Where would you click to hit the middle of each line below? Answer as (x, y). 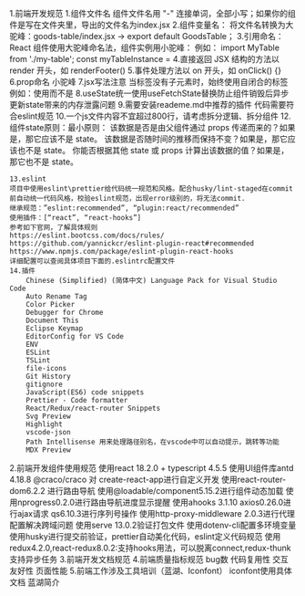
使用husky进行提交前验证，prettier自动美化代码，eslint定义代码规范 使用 (145, 536)
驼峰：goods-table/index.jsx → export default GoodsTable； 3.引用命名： (147, 36)
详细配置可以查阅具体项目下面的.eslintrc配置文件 (92, 261)
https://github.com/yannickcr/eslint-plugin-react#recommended (132, 244)
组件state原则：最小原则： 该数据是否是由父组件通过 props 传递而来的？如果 (152, 127)
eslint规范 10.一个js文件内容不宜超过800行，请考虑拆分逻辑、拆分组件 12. (154, 116)
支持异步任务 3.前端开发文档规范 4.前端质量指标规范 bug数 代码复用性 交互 (149, 559)
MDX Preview (48, 450)
